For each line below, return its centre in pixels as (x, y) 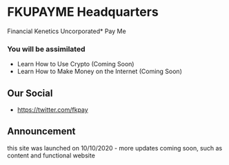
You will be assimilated (46, 49)
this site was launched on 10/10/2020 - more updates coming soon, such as (115, 148)
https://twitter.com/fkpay (52, 110)
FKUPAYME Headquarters (83, 12)
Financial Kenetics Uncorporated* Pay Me (67, 31)
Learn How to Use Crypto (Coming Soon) (76, 64)
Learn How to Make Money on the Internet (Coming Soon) (100, 71)
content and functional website (51, 155)
